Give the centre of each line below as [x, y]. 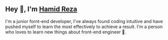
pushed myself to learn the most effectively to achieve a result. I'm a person [84, 26]
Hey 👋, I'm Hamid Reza [41, 9]
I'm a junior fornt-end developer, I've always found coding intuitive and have [84, 21]
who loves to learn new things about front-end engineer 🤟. [66, 32]
